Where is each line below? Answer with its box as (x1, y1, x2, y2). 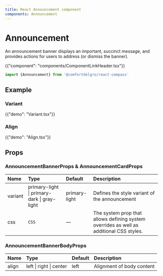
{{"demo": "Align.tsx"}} (5, 134, 51, 140)
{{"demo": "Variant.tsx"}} (5, 111, 55, 117)
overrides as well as (93, 221, 139, 228)
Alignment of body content (94, 263, 155, 270)
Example (5, 86, 32, 94)
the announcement (93, 196, 136, 202)
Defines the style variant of (93, 189, 155, 196)
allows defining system (93, 215, 146, 222)
